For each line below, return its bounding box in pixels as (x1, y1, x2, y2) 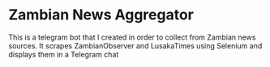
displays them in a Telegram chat (8, 49, 119, 59)
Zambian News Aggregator (8, 6, 195, 24)
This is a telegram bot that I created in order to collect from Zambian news (8, 32, 256, 42)
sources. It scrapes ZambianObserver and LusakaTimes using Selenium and (8, 40, 263, 50)
